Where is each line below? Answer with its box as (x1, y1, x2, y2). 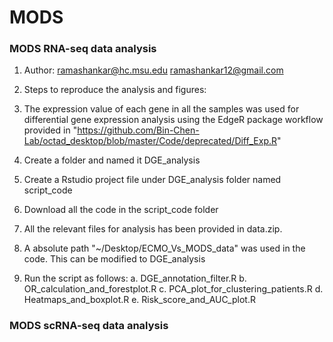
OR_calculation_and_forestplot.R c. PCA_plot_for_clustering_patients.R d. (23, 283, 324, 295)
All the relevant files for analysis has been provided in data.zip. (23, 223, 283, 235)
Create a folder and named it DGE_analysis (23, 154, 201, 166)
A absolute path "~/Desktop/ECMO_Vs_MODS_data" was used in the (23, 242, 306, 255)
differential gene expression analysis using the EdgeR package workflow (23, 114, 324, 126)
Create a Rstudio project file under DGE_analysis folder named (23, 174, 282, 186)
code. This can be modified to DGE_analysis (23, 253, 206, 265)
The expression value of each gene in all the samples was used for (23, 103, 300, 115)
